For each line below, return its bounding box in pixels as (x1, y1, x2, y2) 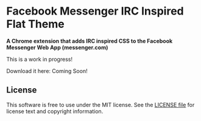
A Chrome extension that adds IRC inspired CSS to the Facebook (6, 37, 173, 44)
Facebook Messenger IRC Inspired (6, 4, 184, 18)
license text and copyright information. (6, 108, 104, 115)
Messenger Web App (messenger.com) (6, 44, 108, 51)
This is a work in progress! (6, 55, 73, 63)
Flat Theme (6, 17, 65, 31)
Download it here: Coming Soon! (6, 67, 88, 74)
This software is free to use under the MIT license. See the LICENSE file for (6, 101, 195, 108)
